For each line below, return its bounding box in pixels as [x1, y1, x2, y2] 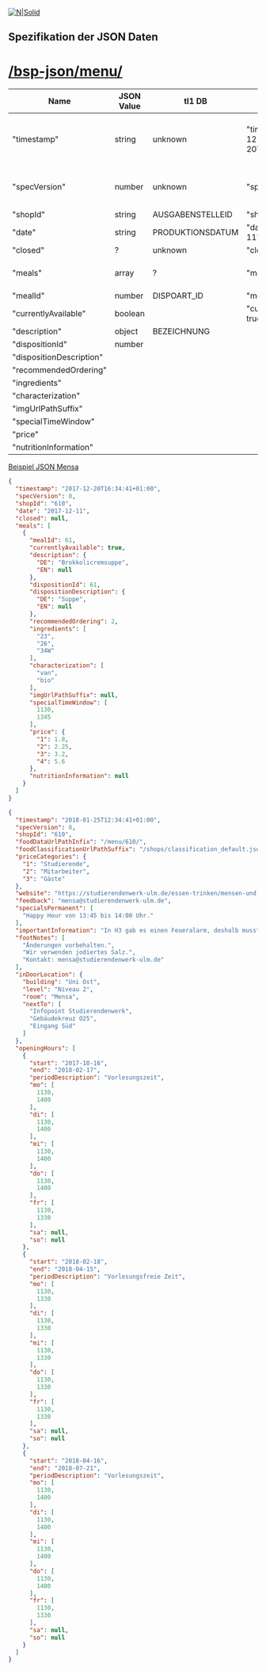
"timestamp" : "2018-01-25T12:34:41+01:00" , [15, 816, 161, 824]
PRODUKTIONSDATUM [152, 227, 239, 238]
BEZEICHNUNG [152, 326, 211, 337]
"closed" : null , [15, 514, 69, 522]
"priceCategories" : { [15, 853, 87, 861]
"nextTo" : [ [22, 1000, 62, 1008]
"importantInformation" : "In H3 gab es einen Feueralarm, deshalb [15, 926, 239, 934]
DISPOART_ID [152, 290, 204, 301]
